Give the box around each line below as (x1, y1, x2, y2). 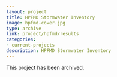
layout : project (6, 8, 47, 15)
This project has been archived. (6, 64, 85, 71)
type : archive (6, 25, 42, 32)
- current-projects (6, 42, 55, 48)
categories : (6, 36, 36, 42)
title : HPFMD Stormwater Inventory (6, 14, 95, 20)
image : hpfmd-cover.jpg (6, 20, 66, 26)
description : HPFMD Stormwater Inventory (6, 48, 112, 54)
